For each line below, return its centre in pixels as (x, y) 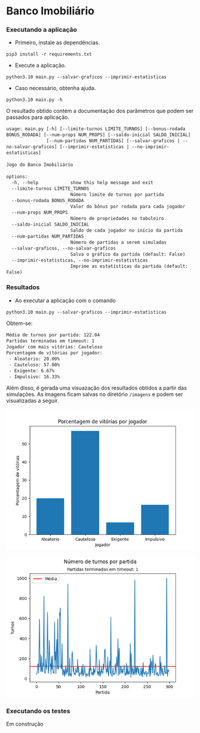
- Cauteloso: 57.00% (34, 365)
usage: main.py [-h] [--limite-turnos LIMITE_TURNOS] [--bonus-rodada (96, 129)
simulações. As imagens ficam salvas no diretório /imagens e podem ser (95, 394)
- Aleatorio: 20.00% (34, 359)
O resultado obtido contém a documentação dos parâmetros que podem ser (100, 111)
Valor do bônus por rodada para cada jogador (128, 207)
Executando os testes (38, 711)
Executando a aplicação (42, 30)
